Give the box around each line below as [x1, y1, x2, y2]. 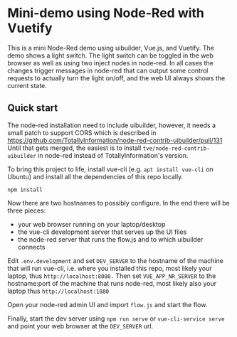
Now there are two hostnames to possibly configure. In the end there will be [7, 198, 230, 207]
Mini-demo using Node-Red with [7, 5, 205, 21]
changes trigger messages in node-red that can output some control [7, 66, 209, 75]
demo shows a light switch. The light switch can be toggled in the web [7, 51, 214, 60]
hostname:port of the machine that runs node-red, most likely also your [7, 279, 217, 287]
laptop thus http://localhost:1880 [7, 287, 109, 295]
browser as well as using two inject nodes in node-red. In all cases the [7, 58, 214, 67]
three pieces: [7, 206, 46, 215]
